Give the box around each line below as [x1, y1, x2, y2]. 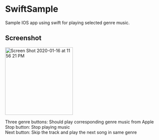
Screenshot [5, 34, 42, 42]
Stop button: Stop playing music [5, 124, 70, 130]
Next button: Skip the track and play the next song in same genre [5, 129, 137, 135]
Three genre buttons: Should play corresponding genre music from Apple [5, 119, 154, 125]
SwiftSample [5, 3, 59, 15]
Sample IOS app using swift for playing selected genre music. [5, 20, 130, 26]
